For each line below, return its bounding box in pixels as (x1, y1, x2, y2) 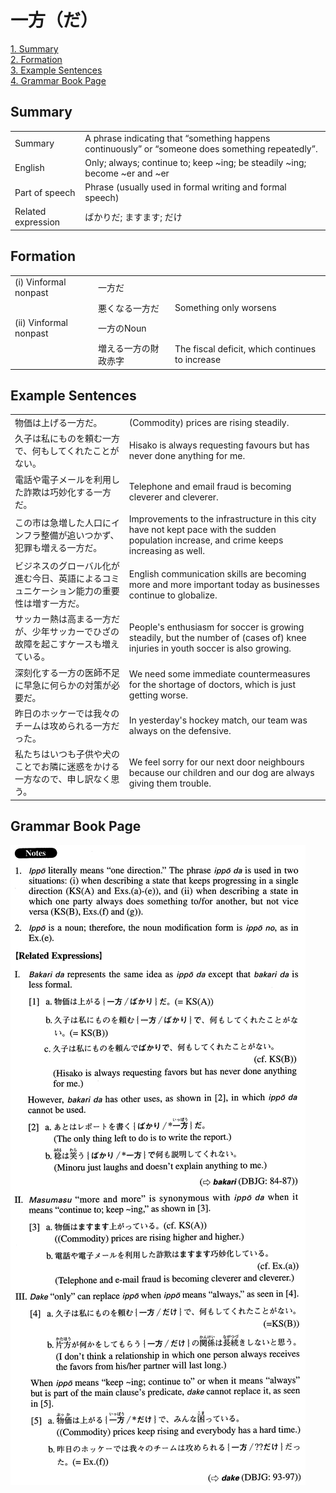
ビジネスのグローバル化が (14, 560, 120, 572)
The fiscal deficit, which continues (174, 343, 317, 355)
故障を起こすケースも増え (14, 638, 120, 650)
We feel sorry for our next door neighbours (128, 756, 305, 768)
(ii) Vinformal (14, 316, 68, 328)
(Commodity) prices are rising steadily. (128, 416, 290, 428)
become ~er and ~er (84, 167, 170, 179)
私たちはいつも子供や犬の (14, 748, 120, 760)
